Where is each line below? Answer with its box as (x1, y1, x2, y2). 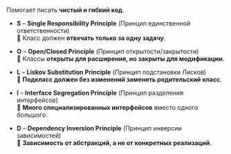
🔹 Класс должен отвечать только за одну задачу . (16, 34, 166, 42)
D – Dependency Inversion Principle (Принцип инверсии (16, 124, 182, 132)
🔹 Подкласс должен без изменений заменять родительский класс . (16, 75, 222, 84)
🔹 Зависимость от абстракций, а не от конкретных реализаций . (16, 139, 212, 147)
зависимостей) (16, 131, 62, 139)
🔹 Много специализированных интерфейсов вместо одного (16, 104, 198, 111)
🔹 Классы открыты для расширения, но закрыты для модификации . (16, 55, 225, 63)
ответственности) (16, 27, 70, 35)
